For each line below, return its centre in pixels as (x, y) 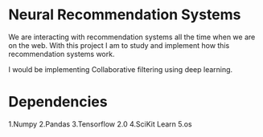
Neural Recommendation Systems (125, 15)
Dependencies (58, 102)
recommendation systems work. (62, 54)
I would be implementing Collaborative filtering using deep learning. (121, 69)
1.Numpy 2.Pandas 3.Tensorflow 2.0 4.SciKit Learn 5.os (100, 124)
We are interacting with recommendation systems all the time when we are (132, 37)
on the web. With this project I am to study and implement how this (119, 45)
